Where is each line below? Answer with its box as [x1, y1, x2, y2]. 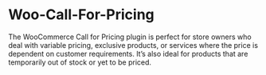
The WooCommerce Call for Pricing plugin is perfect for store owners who [8, 32, 252, 41]
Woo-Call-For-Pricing [8, 6, 155, 24]
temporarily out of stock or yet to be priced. [8, 57, 152, 67]
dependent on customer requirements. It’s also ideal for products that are [8, 49, 248, 58]
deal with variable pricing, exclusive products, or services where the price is [8, 40, 259, 49]
